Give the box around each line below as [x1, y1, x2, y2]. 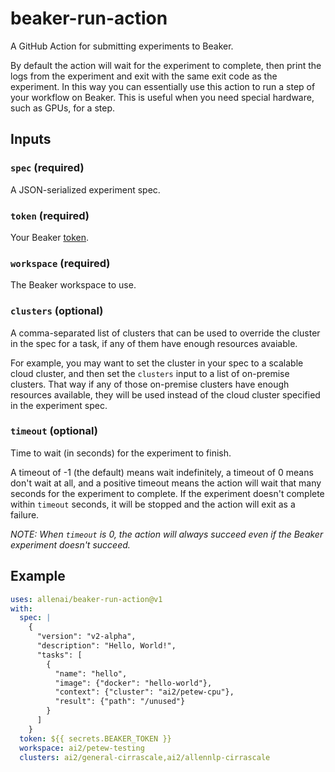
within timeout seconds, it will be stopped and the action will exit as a [10, 498, 296, 510]
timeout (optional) [10, 424, 98, 438]
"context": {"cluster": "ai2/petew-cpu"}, [54, 687, 235, 697]
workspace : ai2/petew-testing [19, 743, 145, 753]
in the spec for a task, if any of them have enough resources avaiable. [10, 337, 298, 349]
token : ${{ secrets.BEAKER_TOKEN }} [19, 733, 172, 744]
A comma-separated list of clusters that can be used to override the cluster [10, 327, 321, 339]
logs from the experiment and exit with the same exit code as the [10, 70, 278, 82]
